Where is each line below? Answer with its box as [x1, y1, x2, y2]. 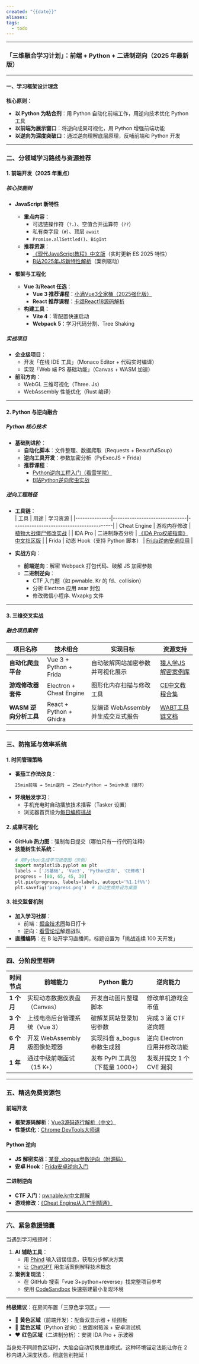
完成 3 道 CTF [147, 1014, 185, 1022]
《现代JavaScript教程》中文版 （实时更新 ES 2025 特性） [32, 250, 171, 257]
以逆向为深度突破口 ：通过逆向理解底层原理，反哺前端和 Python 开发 [14, 132, 181, 139]
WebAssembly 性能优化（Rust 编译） [23, 388, 114, 395]
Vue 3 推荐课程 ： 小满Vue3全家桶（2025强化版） [32, 291, 152, 298]
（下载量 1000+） [91, 1063, 142, 1072]
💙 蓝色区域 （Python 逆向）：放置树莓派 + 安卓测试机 [14, 1324, 141, 1331]
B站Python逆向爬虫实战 [32, 476, 90, 483]
